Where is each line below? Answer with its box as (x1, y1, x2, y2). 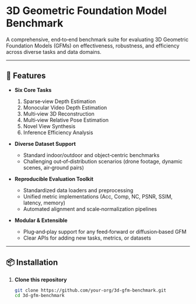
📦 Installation (6, 258, 58, 268)
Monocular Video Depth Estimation (23, 104, 107, 111)
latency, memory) (23, 199, 66, 206)
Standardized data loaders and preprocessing (23, 186, 134, 194)
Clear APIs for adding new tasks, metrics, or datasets (23, 234, 152, 241)
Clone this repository (14, 276, 67, 283)
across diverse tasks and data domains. (6, 48, 102, 55)
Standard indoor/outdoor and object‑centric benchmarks (23, 151, 160, 159)
